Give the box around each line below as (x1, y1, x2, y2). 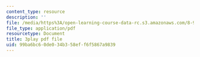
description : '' (6, 14, 46, 20)
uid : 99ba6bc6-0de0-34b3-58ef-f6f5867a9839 (6, 42, 116, 48)
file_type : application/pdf (6, 25, 76, 31)
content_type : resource (6, 8, 65, 15)
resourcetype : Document (6, 31, 65, 37)
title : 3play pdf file (6, 36, 62, 42)
